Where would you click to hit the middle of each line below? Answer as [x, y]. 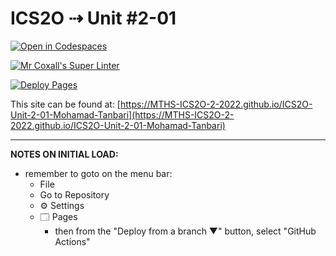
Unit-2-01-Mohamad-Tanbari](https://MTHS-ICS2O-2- [122, 114]
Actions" [72, 241]
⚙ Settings [62, 205]
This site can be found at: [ [65, 104]
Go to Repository [74, 194]
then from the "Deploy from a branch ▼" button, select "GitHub [185, 231]
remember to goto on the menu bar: [98, 173]
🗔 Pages [58, 216]
